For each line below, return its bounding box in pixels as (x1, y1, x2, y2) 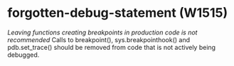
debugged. (7, 51, 40, 59)
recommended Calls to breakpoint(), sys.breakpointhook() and (7, 35, 191, 44)
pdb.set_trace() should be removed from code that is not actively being (7, 43, 216, 51)
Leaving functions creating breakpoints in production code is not (7, 28, 198, 37)
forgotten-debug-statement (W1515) (7, 5, 228, 21)
